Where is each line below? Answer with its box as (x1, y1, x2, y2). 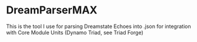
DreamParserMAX (6, 3, 98, 17)
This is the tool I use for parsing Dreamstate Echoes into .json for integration (6, 23, 191, 30)
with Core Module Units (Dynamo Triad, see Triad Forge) (6, 29, 143, 36)
